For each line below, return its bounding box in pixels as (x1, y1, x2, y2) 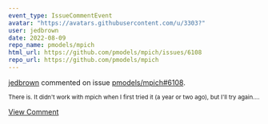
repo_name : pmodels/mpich (8, 41, 94, 49)
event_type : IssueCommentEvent (8, 11, 113, 20)
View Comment (8, 107, 59, 116)
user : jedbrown (8, 26, 59, 34)
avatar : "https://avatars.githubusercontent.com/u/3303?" (8, 19, 206, 27)
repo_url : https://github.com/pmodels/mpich (8, 56, 159, 64)
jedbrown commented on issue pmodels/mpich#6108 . (8, 77, 186, 87)
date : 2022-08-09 (8, 33, 66, 42)
